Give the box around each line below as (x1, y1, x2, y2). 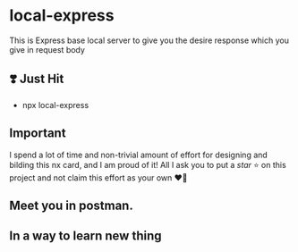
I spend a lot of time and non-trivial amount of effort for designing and (9, 149, 268, 160)
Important (9, 126, 66, 141)
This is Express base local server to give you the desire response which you (9, 35, 289, 46)
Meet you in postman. (9, 197, 134, 213)
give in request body (9, 44, 85, 55)
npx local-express (21, 99, 89, 110)
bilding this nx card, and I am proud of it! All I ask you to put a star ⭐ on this (9, 159, 286, 170)
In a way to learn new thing (9, 229, 163, 244)
